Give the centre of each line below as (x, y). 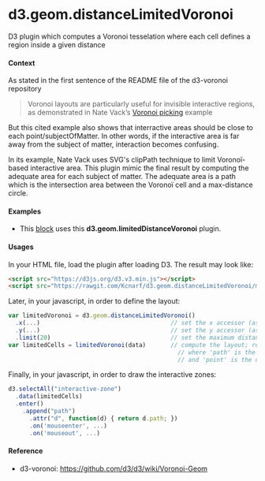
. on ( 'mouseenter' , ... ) (68, 426)
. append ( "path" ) (49, 412)
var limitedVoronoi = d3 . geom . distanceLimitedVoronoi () (102, 316)
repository (25, 89)
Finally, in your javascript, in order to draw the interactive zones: (112, 375)
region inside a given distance (57, 44)
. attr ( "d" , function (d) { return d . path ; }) (103, 418)
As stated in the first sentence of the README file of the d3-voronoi (118, 80)
